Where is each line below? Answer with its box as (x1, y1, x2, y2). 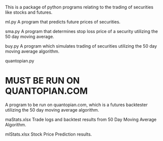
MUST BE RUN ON (5, 75, 80, 86)
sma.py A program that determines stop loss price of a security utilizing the (5, 28, 158, 34)
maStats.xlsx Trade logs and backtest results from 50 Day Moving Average (5, 116, 157, 122)
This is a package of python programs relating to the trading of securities (5, 4, 154, 10)
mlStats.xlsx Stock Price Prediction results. (5, 131, 92, 137)
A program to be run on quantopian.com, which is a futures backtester (5, 102, 148, 108)
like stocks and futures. (5, 9, 53, 15)
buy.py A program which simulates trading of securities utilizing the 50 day (5, 43, 157, 49)
